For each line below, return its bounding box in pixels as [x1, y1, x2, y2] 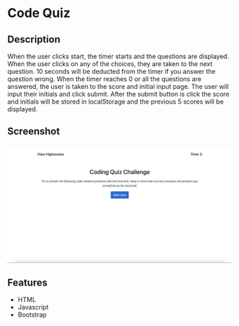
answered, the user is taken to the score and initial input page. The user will [7, 82, 229, 90]
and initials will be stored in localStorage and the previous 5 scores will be [7, 97, 224, 106]
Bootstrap [17, 310, 47, 319]
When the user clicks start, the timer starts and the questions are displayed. [7, 52, 230, 60]
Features [7, 276, 48, 288]
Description [7, 33, 60, 45]
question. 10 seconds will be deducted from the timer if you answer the [7, 67, 216, 75]
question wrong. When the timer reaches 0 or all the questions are [7, 75, 202, 83]
